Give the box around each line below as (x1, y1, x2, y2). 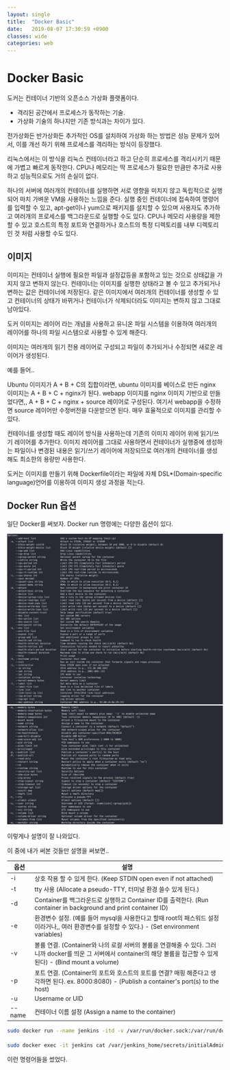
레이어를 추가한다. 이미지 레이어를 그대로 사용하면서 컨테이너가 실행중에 (14, 437, 205, 446)
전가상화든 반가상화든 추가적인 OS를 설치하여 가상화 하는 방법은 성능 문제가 (7, 132, 207, 140)
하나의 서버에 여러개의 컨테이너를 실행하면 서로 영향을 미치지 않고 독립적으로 (7, 186, 210, 195)
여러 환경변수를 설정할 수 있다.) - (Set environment (61, 923, 200, 931)
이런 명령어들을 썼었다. (7, 1055, 68, 1063)
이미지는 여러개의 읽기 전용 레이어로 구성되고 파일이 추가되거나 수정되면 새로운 (7, 343, 216, 351)
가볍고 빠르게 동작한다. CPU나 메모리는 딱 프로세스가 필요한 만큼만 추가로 (14, 163, 210, 171)
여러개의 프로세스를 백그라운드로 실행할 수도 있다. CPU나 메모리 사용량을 (14, 212, 208, 221)
